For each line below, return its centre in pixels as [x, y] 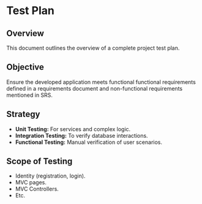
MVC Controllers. [37, 189]
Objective [25, 67]
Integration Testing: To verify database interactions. [81, 135]
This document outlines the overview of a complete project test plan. [93, 48]
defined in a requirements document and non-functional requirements [94, 88]
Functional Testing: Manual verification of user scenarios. [88, 142]
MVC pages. [31, 183]
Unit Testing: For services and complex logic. [73, 129]
